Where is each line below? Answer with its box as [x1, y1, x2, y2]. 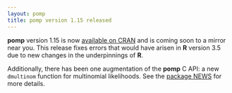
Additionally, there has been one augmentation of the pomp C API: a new [7, 64, 220, 73]
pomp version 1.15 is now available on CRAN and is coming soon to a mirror [7, 36, 226, 44]
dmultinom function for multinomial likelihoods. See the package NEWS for [7, 71, 222, 80]
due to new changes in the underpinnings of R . [7, 50, 143, 59]
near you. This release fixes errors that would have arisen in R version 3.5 [7, 43, 221, 52]
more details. [7, 79, 46, 87]
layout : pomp [7, 10, 46, 17]
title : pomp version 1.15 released [7, 17, 112, 24]
